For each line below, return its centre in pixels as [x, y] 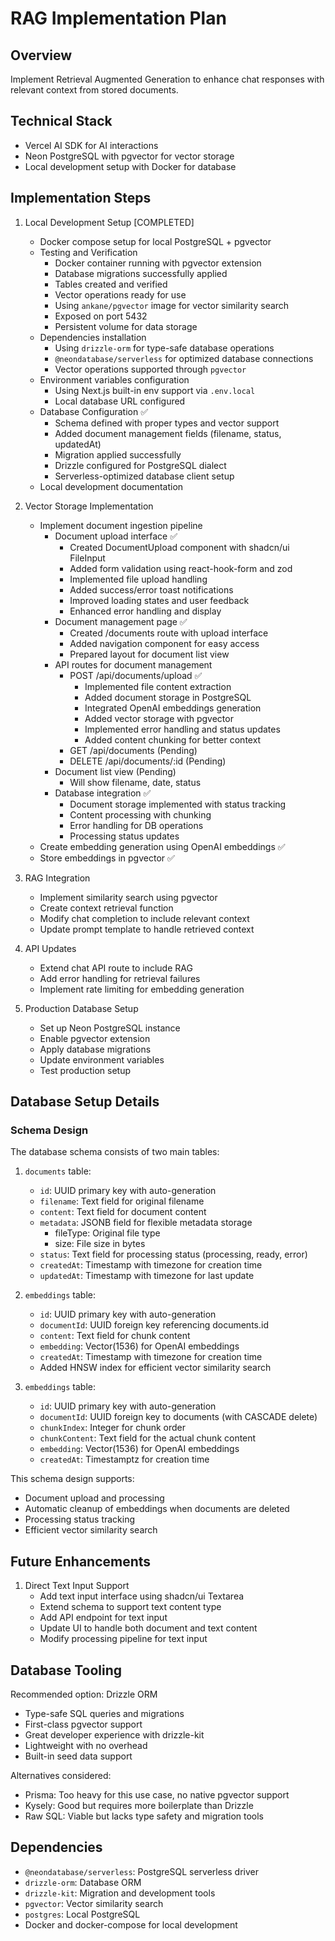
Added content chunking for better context [173, 739]
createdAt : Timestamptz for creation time [124, 1459]
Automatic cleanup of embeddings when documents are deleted [157, 1509]
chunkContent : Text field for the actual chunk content [148, 1438]
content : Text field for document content [123, 1212]
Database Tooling [66, 1670]
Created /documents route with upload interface [169, 633]
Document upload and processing [94, 1498]
